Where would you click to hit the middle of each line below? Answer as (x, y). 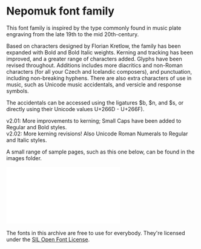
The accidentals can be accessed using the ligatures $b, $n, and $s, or (95, 102)
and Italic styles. (27, 140)
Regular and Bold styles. (37, 127)
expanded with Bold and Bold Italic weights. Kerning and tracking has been (100, 52)
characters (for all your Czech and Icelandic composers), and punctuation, (99, 71)
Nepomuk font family (61, 11)
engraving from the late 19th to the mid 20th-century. (73, 34)
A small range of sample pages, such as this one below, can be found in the (100, 152)
